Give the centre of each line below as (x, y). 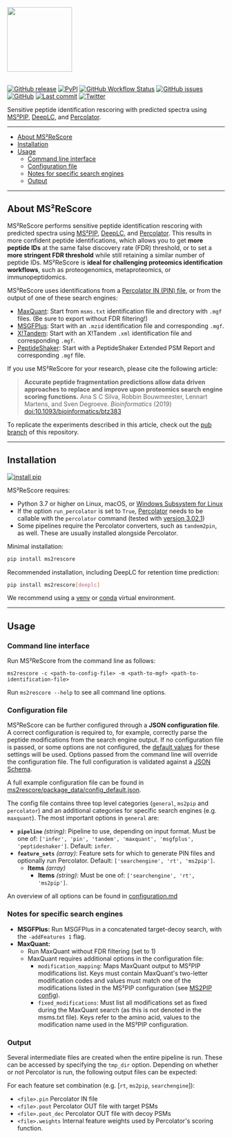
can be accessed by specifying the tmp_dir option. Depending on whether (113, 1064)
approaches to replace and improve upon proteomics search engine (123, 389)
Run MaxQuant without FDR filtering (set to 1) (92, 951)
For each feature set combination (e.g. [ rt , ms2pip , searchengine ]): (101, 1085)
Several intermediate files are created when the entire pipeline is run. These (115, 1057)
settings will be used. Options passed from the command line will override (113, 755)
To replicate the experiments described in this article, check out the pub (109, 425)
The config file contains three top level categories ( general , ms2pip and (108, 803)
